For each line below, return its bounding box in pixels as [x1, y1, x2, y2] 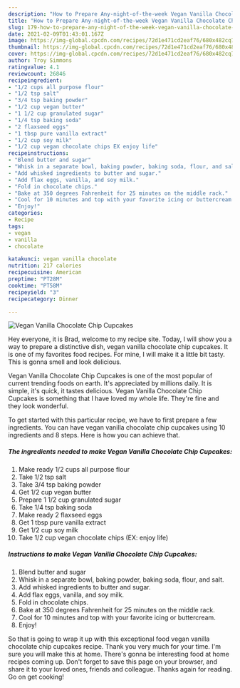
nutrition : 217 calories [8, 262, 82, 270]
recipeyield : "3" [8, 288, 60, 296]
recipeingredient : [8, 76, 63, 84]
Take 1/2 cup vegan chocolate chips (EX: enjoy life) [18, 533, 169, 542]
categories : [8, 210, 43, 217]
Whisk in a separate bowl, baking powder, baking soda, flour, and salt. [18, 575, 224, 584]
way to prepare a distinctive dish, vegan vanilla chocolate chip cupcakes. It [8, 343, 229, 351]
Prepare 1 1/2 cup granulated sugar [18, 495, 122, 504]
